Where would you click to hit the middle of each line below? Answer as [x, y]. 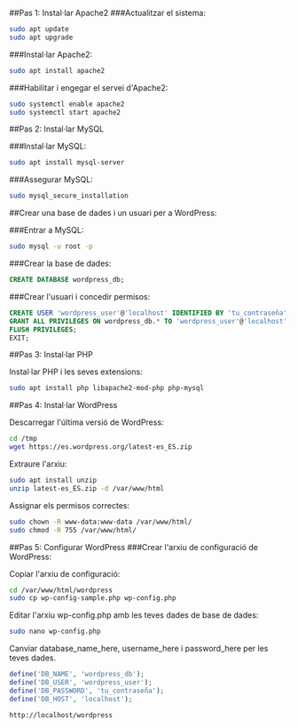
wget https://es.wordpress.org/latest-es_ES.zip [101, 447]
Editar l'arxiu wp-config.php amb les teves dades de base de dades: [134, 615]
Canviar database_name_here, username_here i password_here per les [139, 649]
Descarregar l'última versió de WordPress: [86, 422]
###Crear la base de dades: [60, 263]
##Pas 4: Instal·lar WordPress [63, 405]
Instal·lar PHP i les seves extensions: [76, 372]
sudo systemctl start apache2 [65, 112]
